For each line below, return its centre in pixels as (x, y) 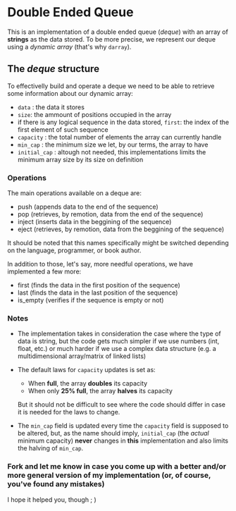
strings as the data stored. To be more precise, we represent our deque (112, 39)
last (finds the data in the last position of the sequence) (98, 293)
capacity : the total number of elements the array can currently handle (119, 137)
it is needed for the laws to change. (69, 412)
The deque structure (54, 69)
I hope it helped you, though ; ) (52, 499)
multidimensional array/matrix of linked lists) (82, 356)
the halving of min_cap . (50, 448)
